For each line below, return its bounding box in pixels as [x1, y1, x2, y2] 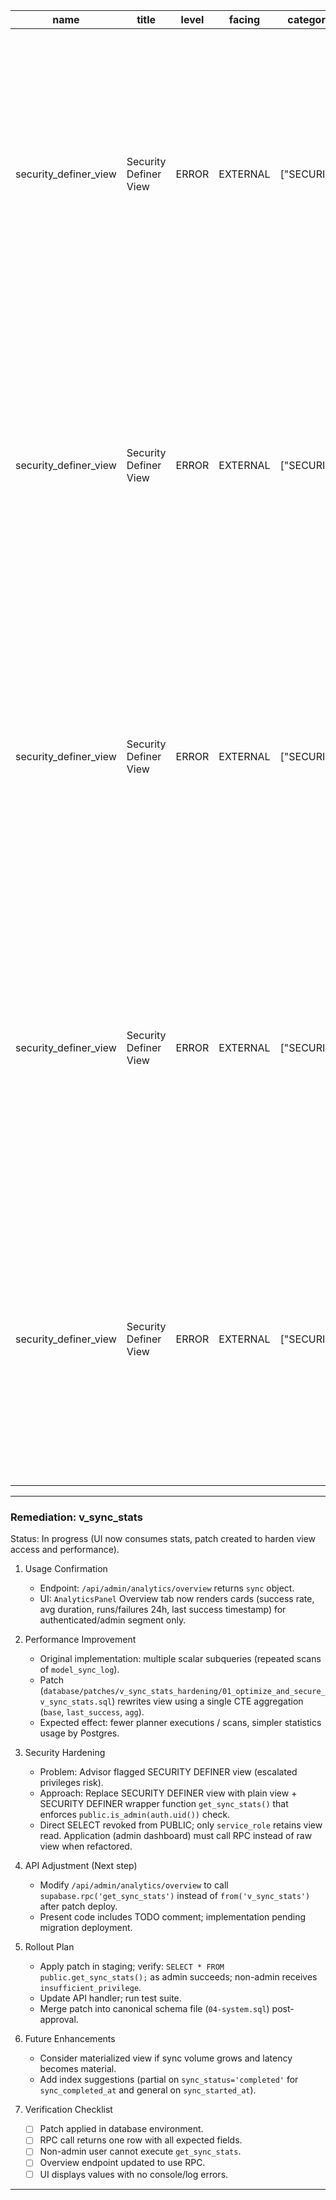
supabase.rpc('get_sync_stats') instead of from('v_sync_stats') [39, 1890, 311, 1902]
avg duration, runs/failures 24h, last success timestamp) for [39, 1604, 287, 1616]
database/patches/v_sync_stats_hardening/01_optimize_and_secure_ [43, 1687, 326, 1697]
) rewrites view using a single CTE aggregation [111, 1695, 304, 1708]
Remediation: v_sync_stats [10, 1510, 143, 1524]
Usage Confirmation [24, 1563, 108, 1575]
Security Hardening [24, 1747, 106, 1759]
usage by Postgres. [39, 1727, 120, 1739]
